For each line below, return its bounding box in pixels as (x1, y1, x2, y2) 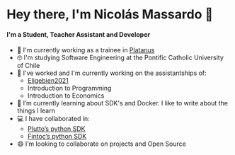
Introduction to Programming (27, 84, 112, 93)
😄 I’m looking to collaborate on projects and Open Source (16, 139, 187, 148)
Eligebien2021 (27, 76, 69, 85)
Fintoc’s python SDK (27, 132, 87, 141)
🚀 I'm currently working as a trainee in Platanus (16, 46, 155, 54)
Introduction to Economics (27, 91, 105, 100)
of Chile (16, 62, 40, 70)
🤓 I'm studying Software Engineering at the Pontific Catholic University (16, 53, 224, 62)
